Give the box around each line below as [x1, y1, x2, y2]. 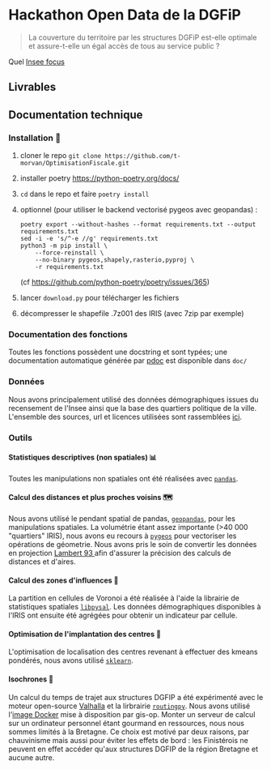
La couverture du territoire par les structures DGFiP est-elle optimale [28, 32, 257, 42]
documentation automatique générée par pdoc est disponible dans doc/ [8, 356, 248, 365]
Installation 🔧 [8, 132, 61, 143]
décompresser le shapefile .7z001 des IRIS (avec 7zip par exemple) [19, 309, 244, 318]
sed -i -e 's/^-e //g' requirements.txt [19, 235, 159, 243]
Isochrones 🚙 [8, 674, 54, 684]
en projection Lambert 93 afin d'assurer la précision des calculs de [8, 548, 232, 558]
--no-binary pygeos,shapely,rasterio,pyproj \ [35, 256, 195, 264]
